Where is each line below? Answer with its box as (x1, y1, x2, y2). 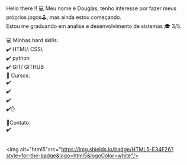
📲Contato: (6, 119, 31, 126)
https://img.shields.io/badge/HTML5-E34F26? (61, 146, 174, 153)
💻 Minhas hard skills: (6, 37, 59, 43)
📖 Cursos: (6, 72, 31, 79)
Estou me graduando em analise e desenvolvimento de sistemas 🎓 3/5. (6, 23, 182, 30)
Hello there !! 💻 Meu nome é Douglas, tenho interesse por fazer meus (6, 5, 177, 12)
